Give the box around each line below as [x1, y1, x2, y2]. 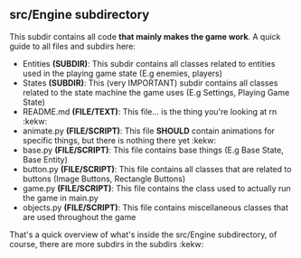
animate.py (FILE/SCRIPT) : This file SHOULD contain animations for [22, 125, 276, 136]
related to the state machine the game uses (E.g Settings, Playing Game [22, 87, 290, 97]
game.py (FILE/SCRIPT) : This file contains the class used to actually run [22, 182, 291, 193]
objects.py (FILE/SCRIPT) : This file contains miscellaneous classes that [22, 202, 289, 213]
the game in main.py [22, 192, 99, 203]
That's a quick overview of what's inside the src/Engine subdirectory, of [9, 229, 277, 240]
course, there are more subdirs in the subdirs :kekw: [9, 238, 204, 249]
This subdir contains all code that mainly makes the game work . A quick [9, 31, 281, 41]
